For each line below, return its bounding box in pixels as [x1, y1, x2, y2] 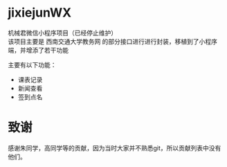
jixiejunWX [8, 5, 72, 21]
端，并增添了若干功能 [8, 46, 69, 54]
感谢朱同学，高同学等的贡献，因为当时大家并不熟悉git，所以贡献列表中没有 [8, 143, 221, 152]
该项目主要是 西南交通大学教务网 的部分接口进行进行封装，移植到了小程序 [8, 37, 217, 46]
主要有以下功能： [8, 60, 57, 69]
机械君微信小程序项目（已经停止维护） [8, 28, 117, 37]
